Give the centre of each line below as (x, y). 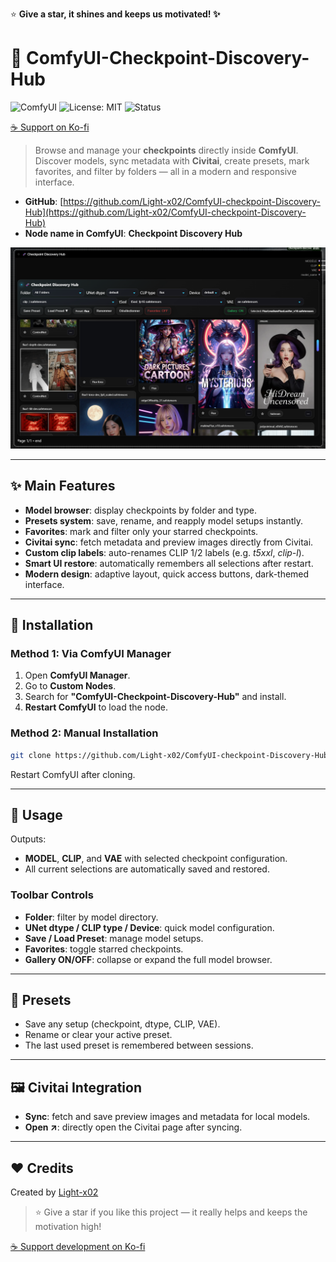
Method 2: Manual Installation (84, 733)
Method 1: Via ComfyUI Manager (91, 653)
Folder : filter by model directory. (91, 917)
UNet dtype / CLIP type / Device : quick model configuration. (149, 927)
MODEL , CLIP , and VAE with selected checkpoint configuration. (156, 859)
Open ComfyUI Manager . (77, 675)
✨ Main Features (63, 486)
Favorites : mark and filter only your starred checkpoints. (141, 531)
